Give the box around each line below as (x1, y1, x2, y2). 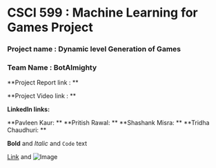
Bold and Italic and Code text (7, 140, 88, 148)
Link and (7, 153, 32, 161)
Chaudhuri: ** (7, 126, 47, 134)
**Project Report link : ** (7, 78, 79, 87)
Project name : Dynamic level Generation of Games (7, 44, 181, 54)
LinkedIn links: (7, 105, 50, 113)
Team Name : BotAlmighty (7, 63, 97, 73)
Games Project (7, 19, 93, 35)
